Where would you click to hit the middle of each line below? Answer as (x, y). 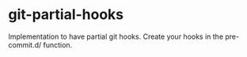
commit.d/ (25, 44)
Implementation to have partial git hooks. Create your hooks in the (116, 36)
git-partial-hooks (66, 15)
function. (58, 44)
